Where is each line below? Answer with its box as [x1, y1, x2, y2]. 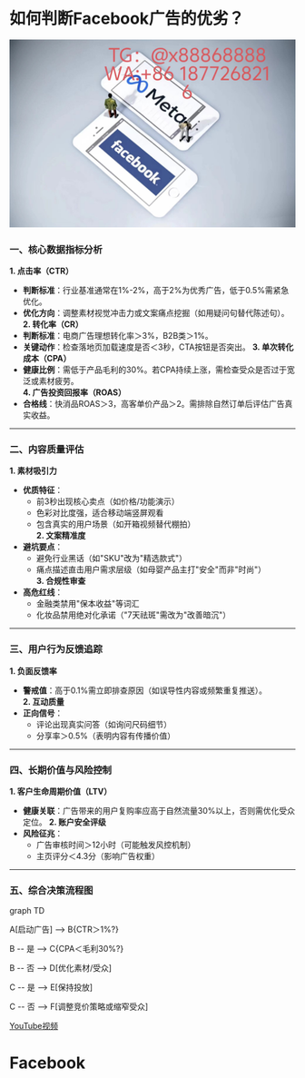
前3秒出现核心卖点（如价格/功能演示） [35, 496, 180, 507]
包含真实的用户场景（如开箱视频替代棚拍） [35, 519, 196, 529]
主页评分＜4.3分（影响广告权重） [35, 850, 161, 861]
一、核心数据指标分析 [9, 242, 103, 255]
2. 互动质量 [22, 696, 65, 707]
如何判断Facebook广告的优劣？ [9, 8, 245, 29]
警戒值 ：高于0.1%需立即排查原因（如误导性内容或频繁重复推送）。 [22, 685, 268, 696]
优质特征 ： [22, 485, 64, 496]
